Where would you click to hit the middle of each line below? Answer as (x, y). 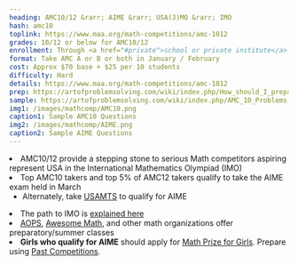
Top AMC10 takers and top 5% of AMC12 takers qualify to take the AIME (152, 177)
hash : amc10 (31, 26)
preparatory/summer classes (62, 232)
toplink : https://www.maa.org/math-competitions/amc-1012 (118, 34)
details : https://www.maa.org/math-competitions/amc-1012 (118, 84)
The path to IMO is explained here (82, 213)
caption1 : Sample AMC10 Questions (73, 116)
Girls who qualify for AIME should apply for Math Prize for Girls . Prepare (153, 242)
